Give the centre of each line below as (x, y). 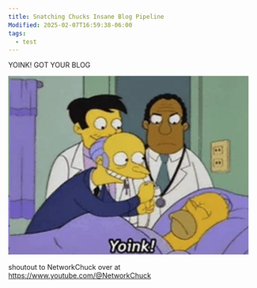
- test (26, 42)
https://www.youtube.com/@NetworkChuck (80, 275)
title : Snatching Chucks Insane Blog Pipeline (86, 17)
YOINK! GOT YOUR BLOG (49, 65)
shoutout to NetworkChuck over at (64, 267)
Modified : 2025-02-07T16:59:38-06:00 (70, 25)
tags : (17, 33)
